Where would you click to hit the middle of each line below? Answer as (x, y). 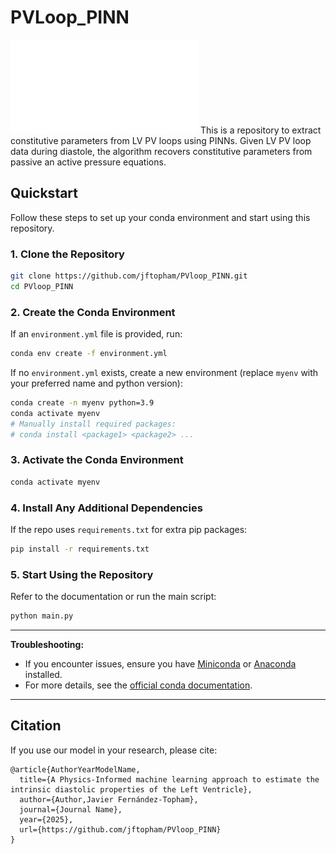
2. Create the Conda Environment (93, 312)
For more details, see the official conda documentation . (138, 685)
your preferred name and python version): (96, 383)
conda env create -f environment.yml (89, 354)
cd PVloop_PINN (42, 286)
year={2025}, (46, 819)
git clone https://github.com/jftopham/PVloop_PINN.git (129, 276)
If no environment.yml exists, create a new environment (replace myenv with (164, 372)
